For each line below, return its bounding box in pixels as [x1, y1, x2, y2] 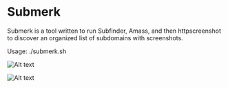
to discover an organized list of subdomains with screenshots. [7, 33, 184, 42]
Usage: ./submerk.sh [7, 47, 67, 55]
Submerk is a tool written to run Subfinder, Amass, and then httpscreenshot [7, 27, 222, 35]
